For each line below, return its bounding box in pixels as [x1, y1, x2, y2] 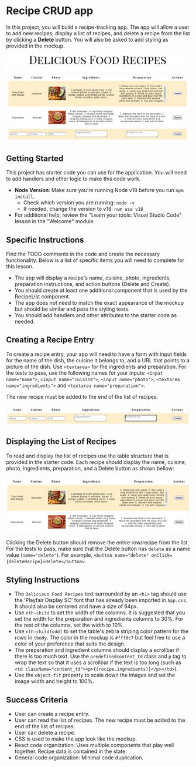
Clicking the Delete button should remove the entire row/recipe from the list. [6, 539, 190, 546]
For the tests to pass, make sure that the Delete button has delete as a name [6, 545, 191, 553]
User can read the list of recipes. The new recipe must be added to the [14, 716, 185, 724]
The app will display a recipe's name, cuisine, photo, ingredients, [14, 274, 171, 281]
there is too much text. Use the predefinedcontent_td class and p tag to [14, 653, 187, 660]
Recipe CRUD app [6, 4, 94, 18]
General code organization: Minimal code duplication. [14, 753, 144, 761]
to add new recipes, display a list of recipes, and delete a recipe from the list [6, 29, 190, 36]
